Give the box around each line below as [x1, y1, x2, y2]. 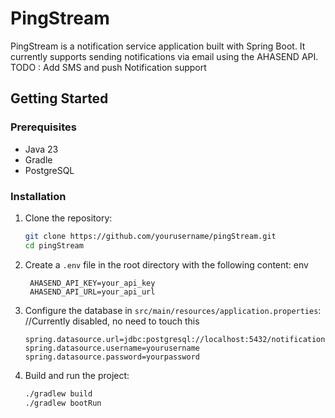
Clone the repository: [24, 212, 113, 224]
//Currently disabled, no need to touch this [24, 315, 200, 327]
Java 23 [24, 143, 59, 155]
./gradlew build [24, 388, 93, 399]
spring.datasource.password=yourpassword [24, 352, 200, 362]
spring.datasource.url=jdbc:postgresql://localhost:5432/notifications [24, 334, 330, 344]
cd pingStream [24, 240, 84, 251]
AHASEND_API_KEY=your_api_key [29, 278, 156, 288]
